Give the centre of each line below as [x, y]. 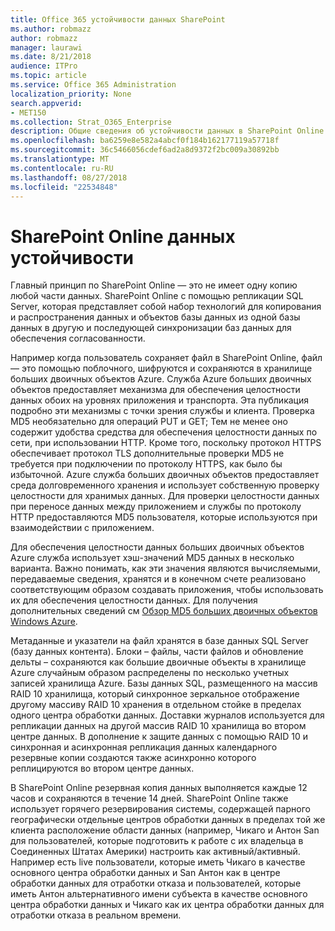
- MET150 [28, 112]
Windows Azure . [44, 622]
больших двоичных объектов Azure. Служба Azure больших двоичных [161, 379]
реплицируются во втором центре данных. [102, 768]
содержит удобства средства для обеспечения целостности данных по [164, 432]
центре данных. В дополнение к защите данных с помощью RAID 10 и [159, 737]
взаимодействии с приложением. [82, 528]
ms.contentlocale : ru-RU [62, 168]
